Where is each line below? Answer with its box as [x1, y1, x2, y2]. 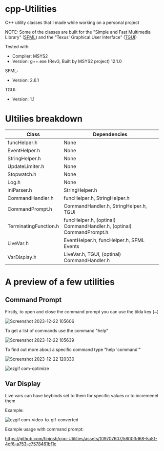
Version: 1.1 [12, 96, 35, 102]
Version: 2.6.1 [12, 77, 39, 83]
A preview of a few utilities [5, 277, 115, 287]
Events [63, 243, 80, 249]
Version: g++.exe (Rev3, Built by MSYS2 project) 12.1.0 [12, 58, 122, 64]
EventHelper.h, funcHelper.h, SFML [63, 237, 145, 244]
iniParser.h [7, 186, 32, 193]
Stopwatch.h [7, 171, 37, 178]
